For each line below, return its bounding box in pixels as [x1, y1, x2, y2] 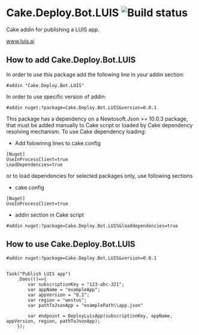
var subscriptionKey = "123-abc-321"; [28, 281, 125, 288]
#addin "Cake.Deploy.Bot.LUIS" [6, 82, 85, 88]
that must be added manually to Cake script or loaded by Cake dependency [6, 121, 193, 128]
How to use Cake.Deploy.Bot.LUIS [6, 239, 136, 249]
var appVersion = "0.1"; [28, 292, 90, 298]
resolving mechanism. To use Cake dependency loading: [6, 128, 146, 135]
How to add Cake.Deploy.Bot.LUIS [6, 55, 136, 65]
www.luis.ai [6, 37, 35, 44]
